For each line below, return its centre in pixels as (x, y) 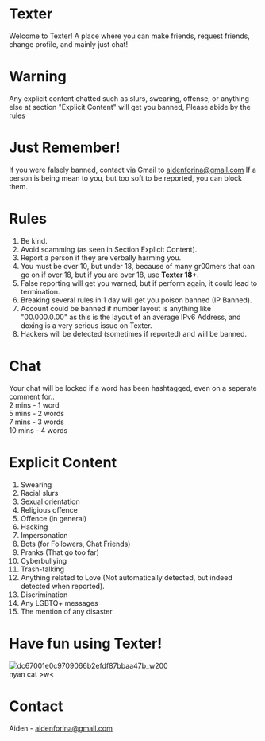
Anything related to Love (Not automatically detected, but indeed (126, 577)
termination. (40, 291)
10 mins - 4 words (38, 430)
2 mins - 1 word (34, 405)
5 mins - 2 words (36, 413)
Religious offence (49, 509)
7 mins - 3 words (36, 422)
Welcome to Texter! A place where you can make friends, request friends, (130, 36)
